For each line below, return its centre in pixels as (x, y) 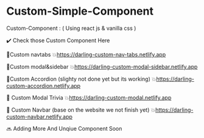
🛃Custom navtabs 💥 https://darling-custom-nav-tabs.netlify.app (86, 54)
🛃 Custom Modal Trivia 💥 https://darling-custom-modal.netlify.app (89, 97)
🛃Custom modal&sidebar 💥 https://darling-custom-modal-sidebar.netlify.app (102, 67)
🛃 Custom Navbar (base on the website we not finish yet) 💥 (81, 110)
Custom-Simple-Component (80, 11)
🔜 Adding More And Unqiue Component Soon (64, 128)
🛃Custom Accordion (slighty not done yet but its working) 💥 (81, 79)
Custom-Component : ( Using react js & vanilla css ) (71, 28)
